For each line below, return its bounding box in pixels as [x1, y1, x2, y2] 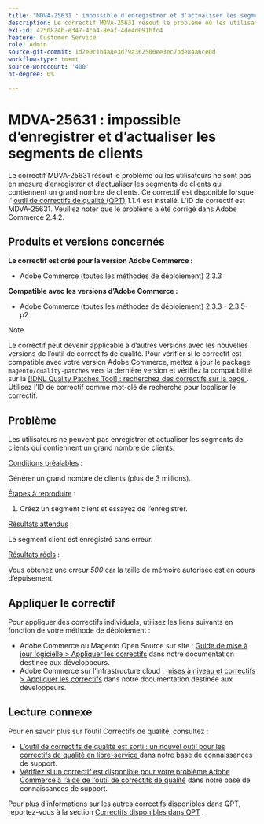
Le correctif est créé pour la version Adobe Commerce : [8, 256, 193, 265]
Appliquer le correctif [8, 596, 115, 610]
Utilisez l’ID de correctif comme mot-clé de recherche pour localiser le [8, 383, 236, 392]
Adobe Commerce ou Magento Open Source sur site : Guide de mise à [19, 641, 248, 650]
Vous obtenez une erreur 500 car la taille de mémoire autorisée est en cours [8, 565, 255, 575]
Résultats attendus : [8, 519, 73, 529]
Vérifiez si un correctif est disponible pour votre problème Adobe [19, 766, 230, 776]
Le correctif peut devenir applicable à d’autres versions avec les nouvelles [8, 340, 249, 351]
